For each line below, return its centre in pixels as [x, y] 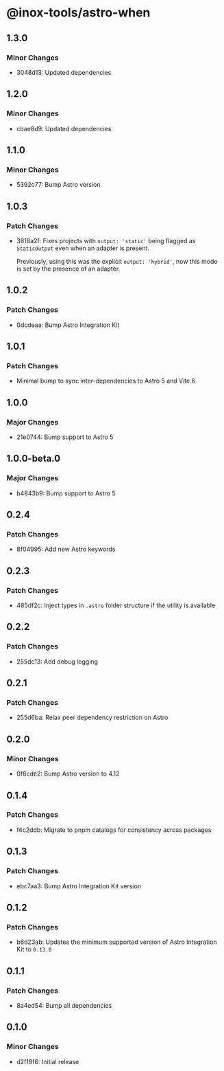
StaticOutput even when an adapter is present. [83, 248]
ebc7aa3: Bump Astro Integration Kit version [79, 886]
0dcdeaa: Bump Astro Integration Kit [68, 325]
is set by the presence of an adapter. [68, 269]
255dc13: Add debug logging [57, 662]
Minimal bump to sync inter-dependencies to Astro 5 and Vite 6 [106, 381]
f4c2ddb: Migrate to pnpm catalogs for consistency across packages [114, 830]
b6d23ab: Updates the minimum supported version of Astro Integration [116, 942]
